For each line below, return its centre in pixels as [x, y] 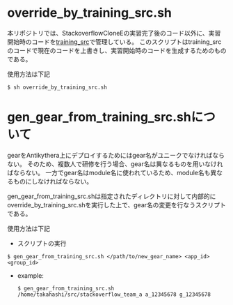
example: [30, 275]
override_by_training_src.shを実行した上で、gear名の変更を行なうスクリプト [116, 204]
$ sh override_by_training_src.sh [57, 87]
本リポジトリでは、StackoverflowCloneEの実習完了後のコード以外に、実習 [114, 33]
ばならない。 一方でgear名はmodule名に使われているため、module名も [109, 172]
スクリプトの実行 [42, 243]
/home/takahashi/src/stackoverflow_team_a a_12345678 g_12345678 [114, 295]
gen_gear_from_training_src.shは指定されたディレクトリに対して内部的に [112, 196]
